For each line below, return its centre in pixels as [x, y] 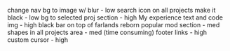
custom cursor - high [38, 40]
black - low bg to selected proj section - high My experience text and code [115, 17]
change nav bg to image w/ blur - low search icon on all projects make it [111, 10]
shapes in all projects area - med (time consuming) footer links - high [107, 32]
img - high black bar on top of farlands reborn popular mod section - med [114, 25]
